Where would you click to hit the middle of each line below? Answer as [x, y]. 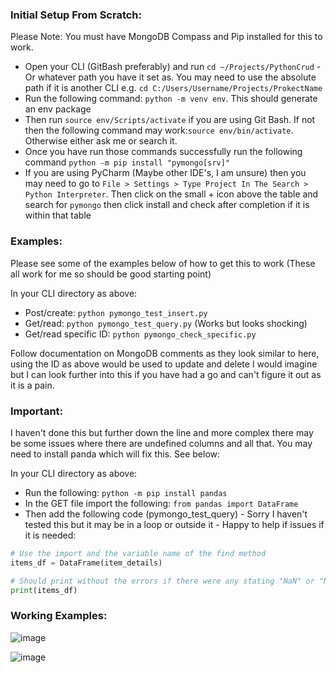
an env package [58, 109]
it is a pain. [32, 385]
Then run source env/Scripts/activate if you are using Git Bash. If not [170, 120]
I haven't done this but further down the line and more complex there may [162, 432]
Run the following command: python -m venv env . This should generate [171, 99]
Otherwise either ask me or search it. [101, 141]
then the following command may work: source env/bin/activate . [159, 130]
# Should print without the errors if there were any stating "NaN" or [162, 581]
